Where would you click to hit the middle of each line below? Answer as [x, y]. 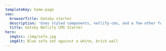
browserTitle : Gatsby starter [41, 18]
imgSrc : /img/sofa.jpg [33, 37]
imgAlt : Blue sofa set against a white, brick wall [64, 41]
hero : [11, 32]
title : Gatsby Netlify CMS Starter [46, 28]
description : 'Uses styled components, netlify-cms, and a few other [83, 23]
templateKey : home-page [30, 9]
